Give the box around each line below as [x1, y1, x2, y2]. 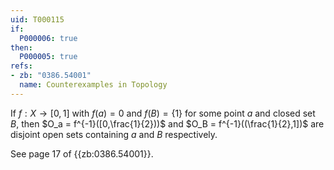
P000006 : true [19, 33, 78, 43]
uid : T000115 [10, 14, 65, 25]
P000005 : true [19, 52, 78, 62]
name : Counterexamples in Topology [19, 80, 168, 90]
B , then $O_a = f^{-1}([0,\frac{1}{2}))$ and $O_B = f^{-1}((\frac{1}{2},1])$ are [10, 117, 325, 130]
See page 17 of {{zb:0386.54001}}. [10, 147, 154, 160]
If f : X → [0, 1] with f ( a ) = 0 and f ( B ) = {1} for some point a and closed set [10, 107, 316, 119]
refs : [10, 61, 33, 71]
